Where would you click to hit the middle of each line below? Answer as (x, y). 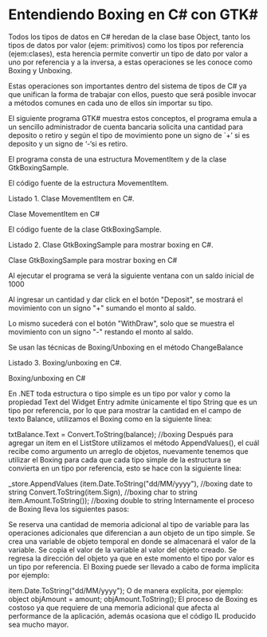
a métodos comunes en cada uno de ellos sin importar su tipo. (111, 103)
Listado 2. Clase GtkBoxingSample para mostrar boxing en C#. (111, 244)
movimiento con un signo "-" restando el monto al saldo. (101, 331)
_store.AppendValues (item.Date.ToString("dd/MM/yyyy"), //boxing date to (131, 483)
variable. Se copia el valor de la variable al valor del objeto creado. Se (123, 549)
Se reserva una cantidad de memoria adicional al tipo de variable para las (129, 524)
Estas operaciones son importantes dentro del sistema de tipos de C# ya (128, 86)
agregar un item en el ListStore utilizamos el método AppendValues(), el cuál (134, 443)
